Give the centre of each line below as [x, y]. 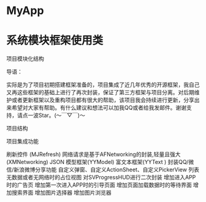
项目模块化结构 [25, 59]
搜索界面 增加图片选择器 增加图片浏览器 [61, 193]
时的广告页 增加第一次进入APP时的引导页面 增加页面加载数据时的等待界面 [99, 185]
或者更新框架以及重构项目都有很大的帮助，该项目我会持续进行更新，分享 [103, 100]
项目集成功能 [22, 141]
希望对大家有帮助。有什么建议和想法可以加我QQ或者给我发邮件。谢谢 [99, 108]
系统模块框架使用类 [55, 41]
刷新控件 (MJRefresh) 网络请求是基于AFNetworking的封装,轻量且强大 [93, 154]
